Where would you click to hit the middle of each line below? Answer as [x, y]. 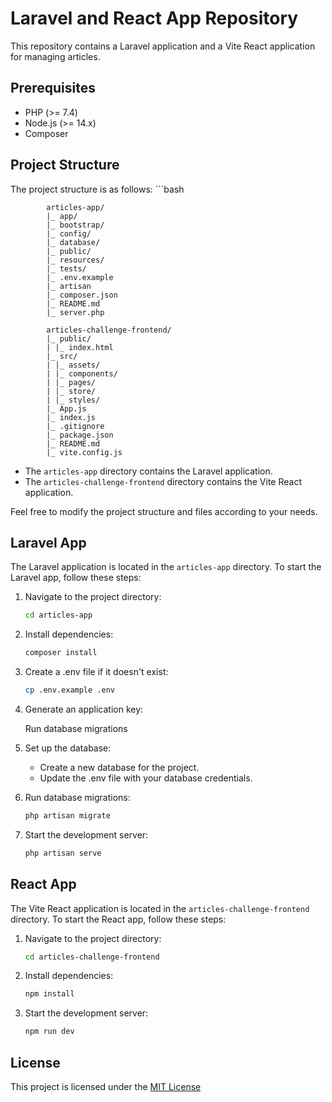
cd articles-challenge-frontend [92, 957]
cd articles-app [58, 615]
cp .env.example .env [69, 690]
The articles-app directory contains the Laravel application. [148, 471]
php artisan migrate [67, 816]
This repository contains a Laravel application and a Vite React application [163, 46]
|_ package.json [80, 435]
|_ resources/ [75, 260]
